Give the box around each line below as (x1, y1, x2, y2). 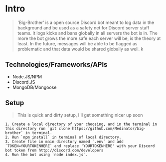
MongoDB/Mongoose (12, 84, 57, 90)
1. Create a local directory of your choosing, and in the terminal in (5, 122, 157, 127)
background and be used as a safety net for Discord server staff (17, 24, 150, 30)
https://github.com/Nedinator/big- (72, 126, 146, 131)
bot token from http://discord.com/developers (5, 148, 104, 153)
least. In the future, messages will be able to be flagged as (17, 40, 138, 46)
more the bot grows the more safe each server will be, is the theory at (17, 35, 161, 41)
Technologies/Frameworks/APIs (5, 60, 108, 69)
